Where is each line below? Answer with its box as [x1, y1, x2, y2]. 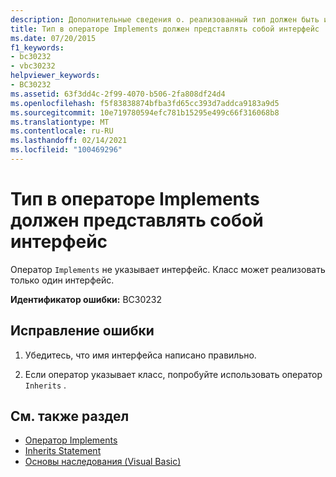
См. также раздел [10, 408, 130, 425]
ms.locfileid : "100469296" [10, 145, 123, 155]
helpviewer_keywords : [10, 71, 101, 81]
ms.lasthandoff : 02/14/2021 [10, 136, 128, 146]
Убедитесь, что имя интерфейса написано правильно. [24, 349, 257, 361]
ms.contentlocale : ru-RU [10, 126, 114, 136]
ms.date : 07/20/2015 [10, 33, 97, 43]
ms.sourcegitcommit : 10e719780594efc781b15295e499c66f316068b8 [10, 107, 280, 118]
